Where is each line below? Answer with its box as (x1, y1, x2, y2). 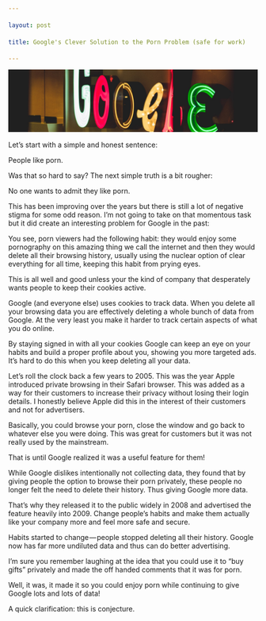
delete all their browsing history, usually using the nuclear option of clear (8, 251, 245, 260)
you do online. (8, 324, 55, 334)
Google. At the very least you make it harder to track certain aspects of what (8, 315, 257, 325)
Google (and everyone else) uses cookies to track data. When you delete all (8, 299, 256, 308)
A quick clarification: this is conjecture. (8, 604, 135, 614)
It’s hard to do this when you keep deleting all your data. (8, 356, 191, 365)
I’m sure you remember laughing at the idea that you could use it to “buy (8, 557, 244, 566)
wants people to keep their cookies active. (8, 283, 146, 293)
